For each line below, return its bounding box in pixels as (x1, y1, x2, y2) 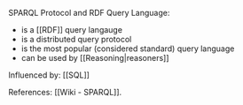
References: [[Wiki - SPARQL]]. (8, 87, 122, 97)
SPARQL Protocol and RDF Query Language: (8, 8, 170, 18)
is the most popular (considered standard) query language (20, 43, 235, 54)
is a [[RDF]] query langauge (20, 25, 123, 34)
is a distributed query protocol (20, 34, 132, 44)
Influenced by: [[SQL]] (8, 70, 90, 80)
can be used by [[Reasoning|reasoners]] (20, 53, 169, 63)
